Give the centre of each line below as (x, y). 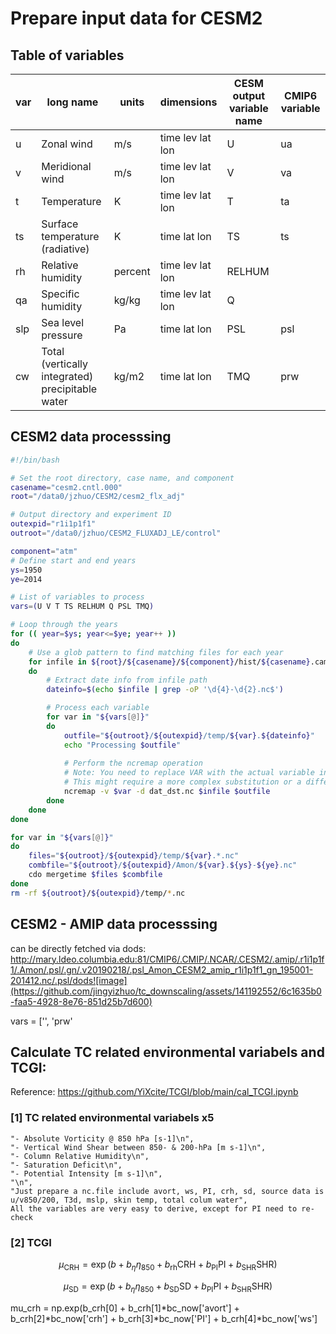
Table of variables (67, 55)
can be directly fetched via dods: (78, 948)
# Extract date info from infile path (127, 680)
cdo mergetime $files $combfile (95, 875)
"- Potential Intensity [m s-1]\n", (86, 1173)
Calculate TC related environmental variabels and (167, 1052)
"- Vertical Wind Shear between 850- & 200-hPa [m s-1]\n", (138, 1147)
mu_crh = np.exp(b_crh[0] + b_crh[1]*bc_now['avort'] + (125, 1308)
